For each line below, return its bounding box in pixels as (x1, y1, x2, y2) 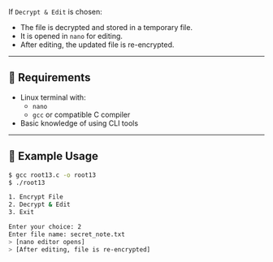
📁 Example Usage (8, 149, 99, 163)
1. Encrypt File (8, 193, 63, 201)
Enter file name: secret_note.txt (8, 230, 126, 238)
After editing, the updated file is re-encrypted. (19, 40, 175, 49)
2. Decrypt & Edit (8, 200, 71, 209)
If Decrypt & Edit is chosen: (8, 7, 103, 16)
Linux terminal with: (19, 92, 87, 102)
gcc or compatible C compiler (32, 110, 131, 119)
